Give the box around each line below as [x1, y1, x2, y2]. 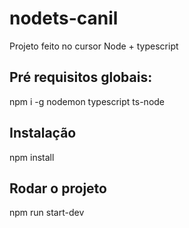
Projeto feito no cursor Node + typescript [9, 40, 179, 52]
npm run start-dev [9, 207, 85, 219]
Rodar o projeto [9, 180, 107, 197]
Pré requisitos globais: [9, 69, 153, 86]
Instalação [9, 125, 77, 142]
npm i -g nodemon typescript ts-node [9, 95, 166, 107]
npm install [9, 151, 55, 163]
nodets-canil [9, 7, 119, 30]
